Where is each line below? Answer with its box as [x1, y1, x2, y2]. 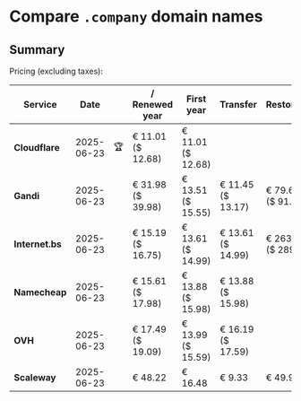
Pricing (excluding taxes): [9, 65, 104, 76]
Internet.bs [13, 238, 63, 250]
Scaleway [13, 371, 56, 383]
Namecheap [13, 286, 67, 298]
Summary [9, 42, 65, 57]
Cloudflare [13, 142, 60, 153]
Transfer [219, 99, 258, 110]
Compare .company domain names [9, 6, 263, 27]
